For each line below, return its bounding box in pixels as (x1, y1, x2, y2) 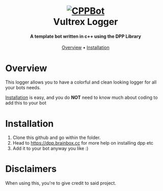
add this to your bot (5, 100, 47, 106)
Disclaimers (5, 163, 57, 175)
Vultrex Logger (53, 16, 118, 28)
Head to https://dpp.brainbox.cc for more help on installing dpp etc (12, 140, 154, 146)
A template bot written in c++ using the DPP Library (30, 33, 142, 39)
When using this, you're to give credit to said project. (5, 180, 116, 186)
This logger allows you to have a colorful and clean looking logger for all (5, 79, 157, 86)
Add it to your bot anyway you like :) (12, 145, 89, 152)
